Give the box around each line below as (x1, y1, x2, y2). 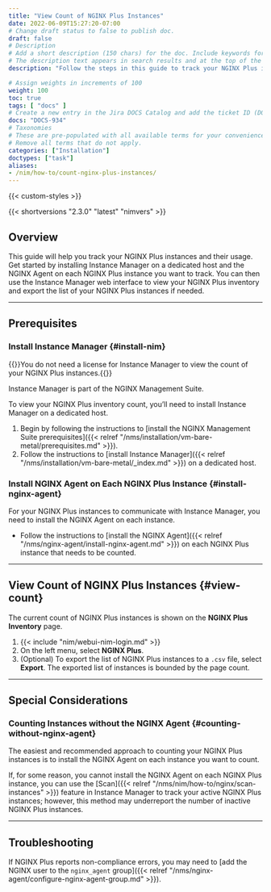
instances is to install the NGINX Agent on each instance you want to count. (8, 755, 260, 764)
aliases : (8, 161, 38, 170)
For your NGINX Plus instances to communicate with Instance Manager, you (8, 506, 261, 516)
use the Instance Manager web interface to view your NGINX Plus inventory (8, 277, 260, 287)
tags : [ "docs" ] (8, 102, 67, 110)
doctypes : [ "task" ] (8, 154, 74, 162)
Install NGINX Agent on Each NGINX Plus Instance (8, 478, 208, 489)
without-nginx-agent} (8, 728, 97, 739)
